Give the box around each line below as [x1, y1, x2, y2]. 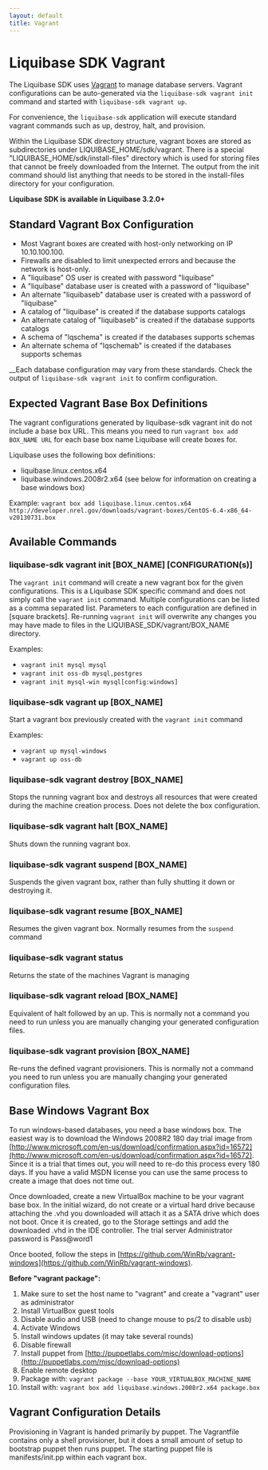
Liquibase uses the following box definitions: [9, 450, 156, 460]
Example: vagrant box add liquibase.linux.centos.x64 [9, 498, 191, 508]
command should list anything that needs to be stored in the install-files [9, 170, 245, 180]
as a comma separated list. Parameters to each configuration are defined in [9, 603, 258, 613]
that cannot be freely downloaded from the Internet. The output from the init [9, 162, 259, 172]
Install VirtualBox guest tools [20, 1305, 115, 1316]
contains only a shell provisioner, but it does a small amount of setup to [9, 1435, 243, 1444]
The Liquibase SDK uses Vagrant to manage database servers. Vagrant [9, 80, 242, 90]
